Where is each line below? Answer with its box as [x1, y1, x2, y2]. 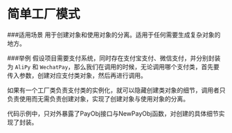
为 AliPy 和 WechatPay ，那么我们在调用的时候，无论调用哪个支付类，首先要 [7, 62, 220, 71]
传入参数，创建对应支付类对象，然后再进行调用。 [7, 71, 147, 80]
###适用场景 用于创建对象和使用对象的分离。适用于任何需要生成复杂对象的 [7, 30, 221, 39]
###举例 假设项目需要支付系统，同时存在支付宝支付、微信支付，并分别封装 [7, 53, 221, 62]
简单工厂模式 [7, 6, 81, 22]
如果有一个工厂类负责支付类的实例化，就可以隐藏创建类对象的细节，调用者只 [7, 86, 226, 94]
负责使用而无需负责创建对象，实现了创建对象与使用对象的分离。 [7, 94, 189, 103]
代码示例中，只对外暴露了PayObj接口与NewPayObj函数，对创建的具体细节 [7, 109, 220, 118]
